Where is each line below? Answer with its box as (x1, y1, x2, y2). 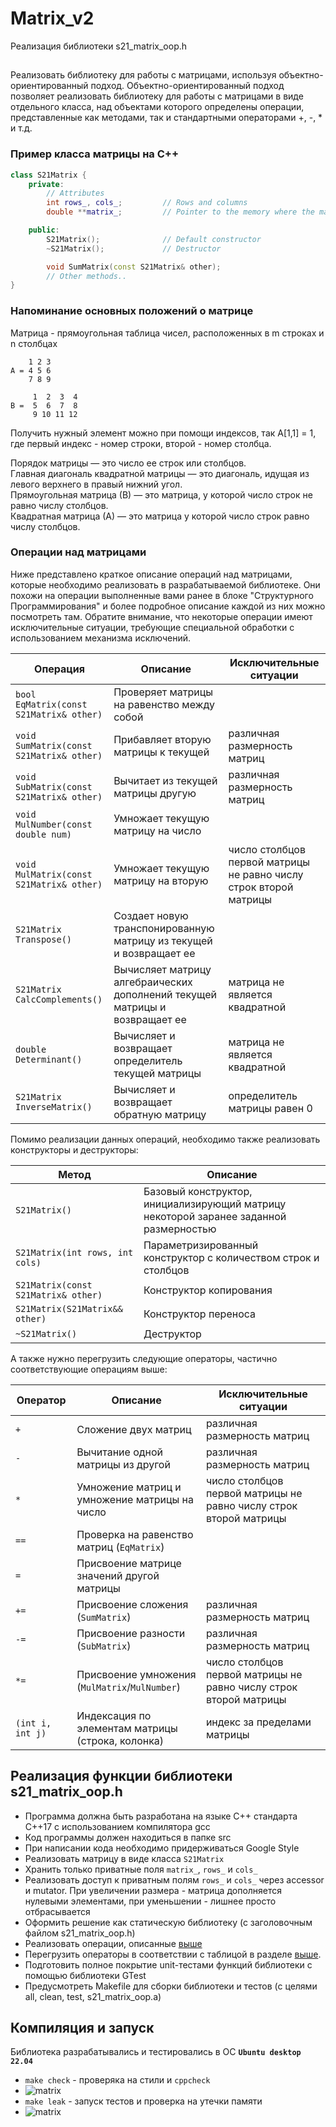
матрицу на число (113, 823, 202, 837)
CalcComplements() (15, 993, 103, 1005)
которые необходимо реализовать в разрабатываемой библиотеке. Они (10, 578, 321, 591)
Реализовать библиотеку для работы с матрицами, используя (10, 69, 277, 81)
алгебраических (113, 975, 193, 989)
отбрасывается (24, 1905, 91, 1917)
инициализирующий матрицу (143, 1197, 287, 1211)
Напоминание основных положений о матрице (10, 304, 254, 318)
